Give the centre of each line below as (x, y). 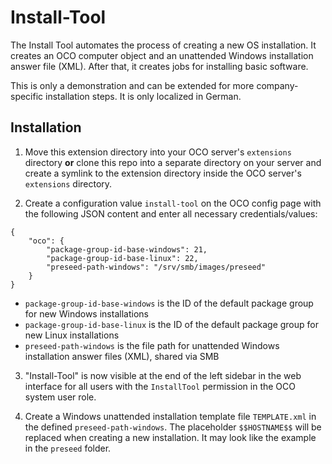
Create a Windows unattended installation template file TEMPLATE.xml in (170, 416)
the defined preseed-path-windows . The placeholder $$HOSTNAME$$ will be (173, 427)
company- (277, 85)
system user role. (60, 397)
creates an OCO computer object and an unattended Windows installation (162, 55)
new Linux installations (72, 335)
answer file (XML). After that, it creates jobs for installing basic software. (159, 66)
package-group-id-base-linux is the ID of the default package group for (171, 324)
